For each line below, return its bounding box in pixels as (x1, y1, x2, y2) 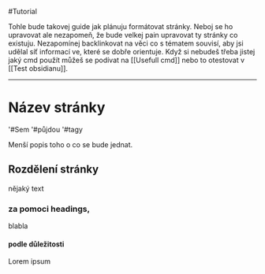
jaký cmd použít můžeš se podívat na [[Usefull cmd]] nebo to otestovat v (8, 55, 245, 65)
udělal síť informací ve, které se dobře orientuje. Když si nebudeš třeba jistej (8, 47, 256, 56)
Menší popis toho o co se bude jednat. (8, 139, 133, 149)
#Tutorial (8, 7, 38, 16)
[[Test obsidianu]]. (8, 64, 69, 73)
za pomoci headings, (8, 203, 91, 214)
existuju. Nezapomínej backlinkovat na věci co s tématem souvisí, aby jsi (8, 39, 244, 48)
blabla (8, 221, 28, 231)
